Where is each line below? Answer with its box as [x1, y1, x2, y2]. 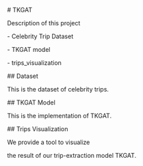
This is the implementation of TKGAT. [7, 112, 112, 120]
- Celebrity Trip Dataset [7, 32, 74, 40]
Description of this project [7, 19, 81, 27]
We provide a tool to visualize [7, 138, 90, 146]
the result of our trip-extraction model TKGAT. [7, 152, 137, 159]
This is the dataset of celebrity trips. [7, 85, 109, 93]
